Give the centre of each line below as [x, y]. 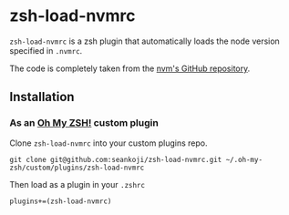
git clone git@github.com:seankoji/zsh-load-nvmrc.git [116, 159]
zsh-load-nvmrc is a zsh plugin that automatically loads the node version [144, 41]
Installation [42, 97]
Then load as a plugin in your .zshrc [77, 184]
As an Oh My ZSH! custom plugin [84, 123]
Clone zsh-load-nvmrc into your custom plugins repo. [108, 143]
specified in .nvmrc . [46, 50]
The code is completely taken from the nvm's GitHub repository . [130, 68]
